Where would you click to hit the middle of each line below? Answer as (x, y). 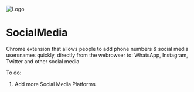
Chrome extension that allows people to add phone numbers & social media (97, 49)
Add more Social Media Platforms (55, 84)
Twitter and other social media (43, 61)
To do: (14, 73)
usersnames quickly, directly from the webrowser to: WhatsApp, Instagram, (97, 55)
